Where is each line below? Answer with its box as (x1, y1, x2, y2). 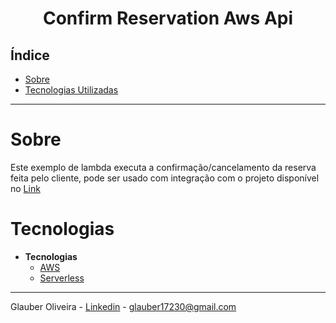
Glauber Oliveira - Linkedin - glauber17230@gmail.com (10, 300, 237, 312)
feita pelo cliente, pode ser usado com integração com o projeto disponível (10, 172, 320, 184)
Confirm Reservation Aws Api (42, 7, 294, 30)
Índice (10, 47, 50, 64)
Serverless (39, 272, 85, 284)
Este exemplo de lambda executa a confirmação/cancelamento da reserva (10, 161, 317, 173)
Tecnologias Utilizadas (24, 84, 119, 96)
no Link (10, 182, 41, 194)
